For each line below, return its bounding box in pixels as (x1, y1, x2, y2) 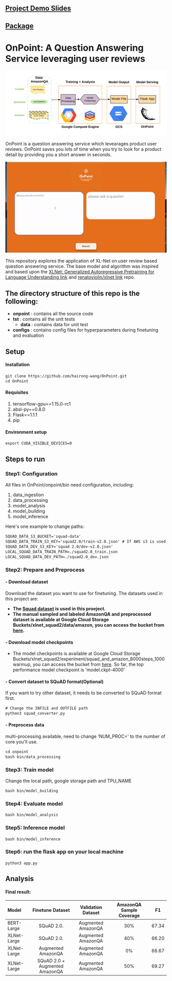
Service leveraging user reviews (5, 53, 145, 65)
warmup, (12, 662, 32, 668)
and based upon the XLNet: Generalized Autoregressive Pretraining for (5, 269, 155, 275)
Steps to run (5, 455, 45, 463)
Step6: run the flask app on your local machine (5, 848, 124, 856)
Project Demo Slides (5, 4, 72, 13)
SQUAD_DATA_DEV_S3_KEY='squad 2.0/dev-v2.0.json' (5, 544, 114, 549)
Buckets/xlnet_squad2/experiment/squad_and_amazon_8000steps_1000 (12, 656, 165, 662)
